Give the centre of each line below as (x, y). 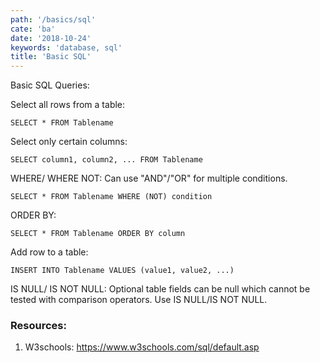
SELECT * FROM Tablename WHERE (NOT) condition (111, 197)
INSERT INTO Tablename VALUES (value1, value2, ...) (122, 271)
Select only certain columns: (69, 142)
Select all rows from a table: (68, 105)
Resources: (38, 326)
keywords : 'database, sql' (66, 47)
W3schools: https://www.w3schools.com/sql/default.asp (142, 347)
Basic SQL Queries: (50, 85)
